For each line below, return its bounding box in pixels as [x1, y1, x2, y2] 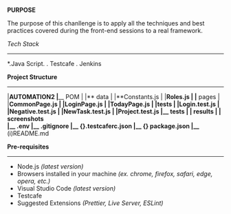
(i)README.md [7, 129, 49, 137]
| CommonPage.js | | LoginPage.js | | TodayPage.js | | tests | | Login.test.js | [7, 100, 220, 108]
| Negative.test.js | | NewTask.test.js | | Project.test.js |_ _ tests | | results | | [7, 107, 221, 116]
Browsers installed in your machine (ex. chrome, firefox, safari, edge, [16, 170, 213, 178]
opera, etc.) [16, 177, 51, 185]
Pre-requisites [7, 142, 49, 151]
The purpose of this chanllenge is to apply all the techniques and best [7, 19, 205, 27]
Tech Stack [7, 40, 39, 47]
